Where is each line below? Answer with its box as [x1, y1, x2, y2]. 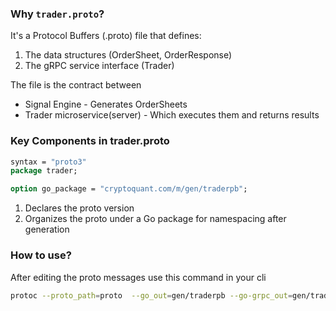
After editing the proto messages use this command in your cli [10, 271, 267, 283]
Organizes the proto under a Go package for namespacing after [24, 213, 287, 225]
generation [24, 223, 70, 236]
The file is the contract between [10, 79, 142, 91]
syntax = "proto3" [10, 157, 87, 167]
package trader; [10, 166, 78, 176]
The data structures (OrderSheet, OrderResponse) [24, 49, 233, 61]
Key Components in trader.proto [10, 134, 170, 148]
